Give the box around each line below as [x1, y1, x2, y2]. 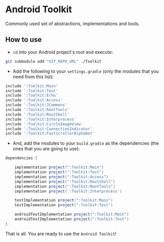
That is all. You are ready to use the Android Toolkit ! [5, 230, 116, 236]
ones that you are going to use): [12, 146, 80, 152]
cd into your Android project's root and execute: [12, 49, 113, 55]
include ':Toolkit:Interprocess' [5, 117, 77, 122]
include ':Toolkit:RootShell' [5, 112, 70, 117]
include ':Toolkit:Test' [5, 88, 58, 93]
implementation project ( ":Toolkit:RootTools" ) [14, 184, 115, 189]
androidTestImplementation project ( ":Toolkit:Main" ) [14, 212, 129, 217]
